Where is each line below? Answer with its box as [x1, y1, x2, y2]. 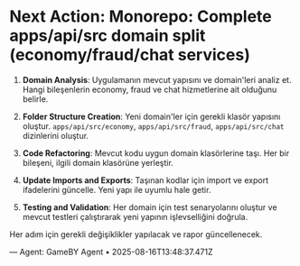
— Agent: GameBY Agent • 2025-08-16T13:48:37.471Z [9, 246, 213, 257]
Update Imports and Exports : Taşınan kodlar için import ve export [22, 174, 269, 186]
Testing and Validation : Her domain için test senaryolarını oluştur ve [22, 201, 277, 213]
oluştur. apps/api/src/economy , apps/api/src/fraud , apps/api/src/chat [22, 120, 285, 132]
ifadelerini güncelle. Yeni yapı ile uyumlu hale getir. [22, 184, 211, 195]
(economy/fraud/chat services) [9, 45, 250, 65]
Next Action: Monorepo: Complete [9, 6, 273, 27]
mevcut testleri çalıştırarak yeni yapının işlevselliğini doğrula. [22, 211, 248, 222]
